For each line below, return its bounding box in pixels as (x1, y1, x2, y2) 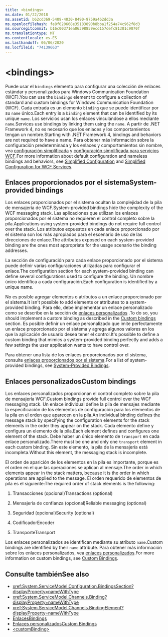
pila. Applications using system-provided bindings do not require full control (5, 221, 161, 227)
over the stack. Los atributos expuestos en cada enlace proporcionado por (5, 226, 159, 232)
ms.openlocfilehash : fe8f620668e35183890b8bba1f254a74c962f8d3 (5, 21, 140, 27)
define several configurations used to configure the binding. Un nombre (5, 273, 154, 280)
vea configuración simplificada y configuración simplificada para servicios (5, 147, 159, 154)
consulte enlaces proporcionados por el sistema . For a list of (5, 357, 129, 363)
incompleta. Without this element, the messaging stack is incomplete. (5, 450, 147, 456)
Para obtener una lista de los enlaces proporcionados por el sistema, (5, 352, 147, 358)
